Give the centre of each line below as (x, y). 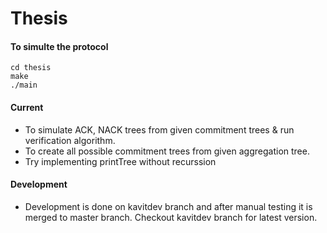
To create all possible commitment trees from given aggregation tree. (167, 151)
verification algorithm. (70, 140)
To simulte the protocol (59, 46)
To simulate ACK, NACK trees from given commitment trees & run (159, 129)
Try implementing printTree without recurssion (120, 161)
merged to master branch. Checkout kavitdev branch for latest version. (171, 217)
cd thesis (31, 68)
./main (24, 85)
